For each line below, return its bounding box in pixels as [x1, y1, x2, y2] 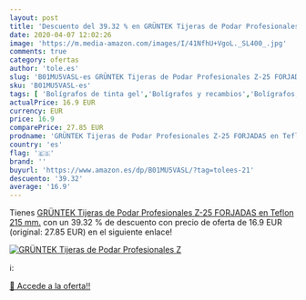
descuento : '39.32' [9, 174, 84, 183]
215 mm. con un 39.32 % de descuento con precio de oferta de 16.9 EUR [9, 217, 282, 228]
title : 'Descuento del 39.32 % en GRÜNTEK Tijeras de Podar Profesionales [9, 22, 300, 31]
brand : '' [9, 156, 47, 166]
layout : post [9, 13, 59, 23]
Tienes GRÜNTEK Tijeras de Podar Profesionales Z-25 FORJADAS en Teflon [9, 207, 294, 218]
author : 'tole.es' [9, 65, 79, 74]
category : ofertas [9, 55, 79, 65]
